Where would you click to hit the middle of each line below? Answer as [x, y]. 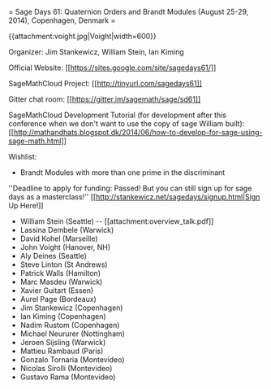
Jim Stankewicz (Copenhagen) [71, 308]
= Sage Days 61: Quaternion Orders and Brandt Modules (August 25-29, [129, 12]
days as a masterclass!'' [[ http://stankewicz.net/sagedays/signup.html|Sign [134, 197]
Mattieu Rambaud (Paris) [62, 351]
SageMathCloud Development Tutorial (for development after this [118, 115]
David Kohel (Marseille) [59, 238]
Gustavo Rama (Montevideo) [68, 377]
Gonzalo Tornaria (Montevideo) [72, 360]
